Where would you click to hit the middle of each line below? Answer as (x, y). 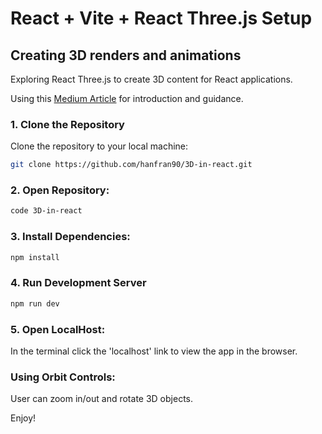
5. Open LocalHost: (58, 329)
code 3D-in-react (46, 211)
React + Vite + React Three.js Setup (161, 18)
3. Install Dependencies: (70, 237)
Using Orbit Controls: (63, 377)
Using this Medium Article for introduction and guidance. (127, 98)
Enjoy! (23, 418)
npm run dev (35, 303)
